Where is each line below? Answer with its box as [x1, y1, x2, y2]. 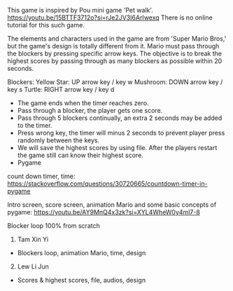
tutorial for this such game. [7, 21, 85, 29]
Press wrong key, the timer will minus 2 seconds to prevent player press [17, 129, 225, 137]
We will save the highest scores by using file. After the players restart [17, 144, 218, 151]
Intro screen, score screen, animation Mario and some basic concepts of [7, 201, 217, 209]
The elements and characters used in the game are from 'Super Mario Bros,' [7, 34, 227, 43]
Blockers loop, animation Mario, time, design [17, 249, 146, 257]
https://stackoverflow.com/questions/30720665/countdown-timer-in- [7, 180, 208, 188]
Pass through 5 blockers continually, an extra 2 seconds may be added [17, 114, 223, 122]
